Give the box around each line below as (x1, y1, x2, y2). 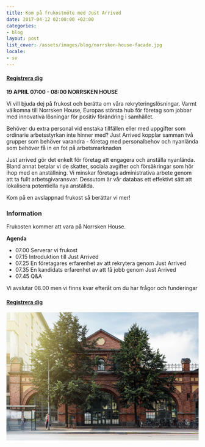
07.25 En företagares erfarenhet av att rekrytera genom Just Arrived (15, 260, 187, 267)
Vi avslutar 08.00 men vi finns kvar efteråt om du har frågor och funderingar (6, 285, 198, 292)
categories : (6, 23, 37, 29)
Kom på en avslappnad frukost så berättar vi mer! (6, 194, 131, 201)
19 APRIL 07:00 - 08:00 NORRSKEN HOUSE (6, 88, 118, 95)
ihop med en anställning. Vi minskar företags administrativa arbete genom (6, 169, 192, 176)
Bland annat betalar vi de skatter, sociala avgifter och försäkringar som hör (6, 162, 194, 170)
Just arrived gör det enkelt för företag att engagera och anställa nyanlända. (6, 156, 195, 163)
